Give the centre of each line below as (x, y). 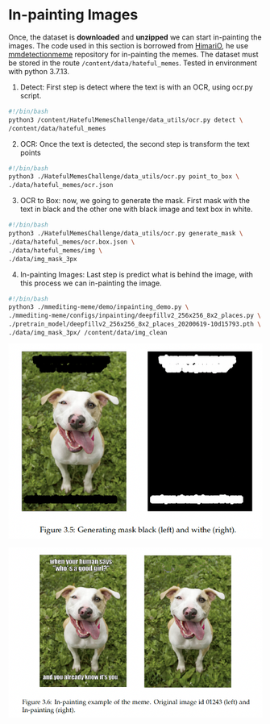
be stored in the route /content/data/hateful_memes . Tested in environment (133, 63)
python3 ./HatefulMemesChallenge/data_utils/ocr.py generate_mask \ (126, 234)
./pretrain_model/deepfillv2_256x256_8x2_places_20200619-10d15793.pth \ (135, 324)
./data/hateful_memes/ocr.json (61, 185)
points (31, 152)
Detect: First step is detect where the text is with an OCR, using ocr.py (137, 87)
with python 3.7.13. (39, 71)
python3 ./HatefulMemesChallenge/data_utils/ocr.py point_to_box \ (124, 177)
